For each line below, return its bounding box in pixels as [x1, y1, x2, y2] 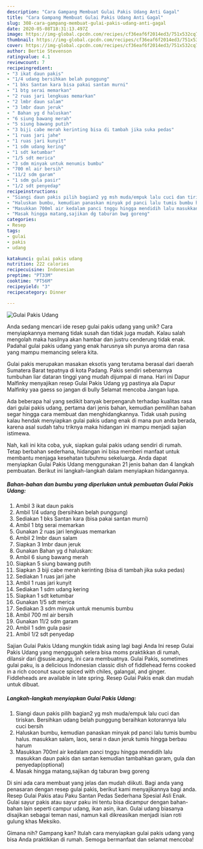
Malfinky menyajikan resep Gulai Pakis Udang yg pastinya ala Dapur [7, 379, 176, 386]
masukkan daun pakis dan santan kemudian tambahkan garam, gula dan [15, 755, 195, 762]
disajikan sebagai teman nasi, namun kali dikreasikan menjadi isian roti [7, 812, 182, 819]
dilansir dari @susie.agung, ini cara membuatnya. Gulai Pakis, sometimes [7, 655, 189, 662]
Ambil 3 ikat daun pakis [15, 502, 74, 510]
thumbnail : [7, 37, 34, 43]
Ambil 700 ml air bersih [15, 611, 73, 619]
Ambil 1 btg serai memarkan [15, 522, 85, 529]
